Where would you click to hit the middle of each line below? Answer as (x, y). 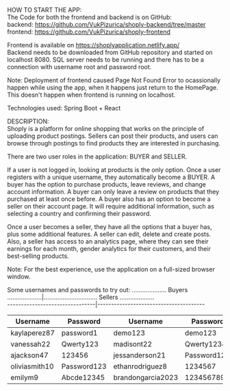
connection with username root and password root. (79, 67)
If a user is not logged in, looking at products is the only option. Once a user (114, 170)
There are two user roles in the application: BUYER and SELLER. (97, 156)
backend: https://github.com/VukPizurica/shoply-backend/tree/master (106, 24)
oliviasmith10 (32, 366)
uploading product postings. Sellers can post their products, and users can (113, 136)
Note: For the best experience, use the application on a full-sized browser (111, 269)
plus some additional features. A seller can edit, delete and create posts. (109, 234)
